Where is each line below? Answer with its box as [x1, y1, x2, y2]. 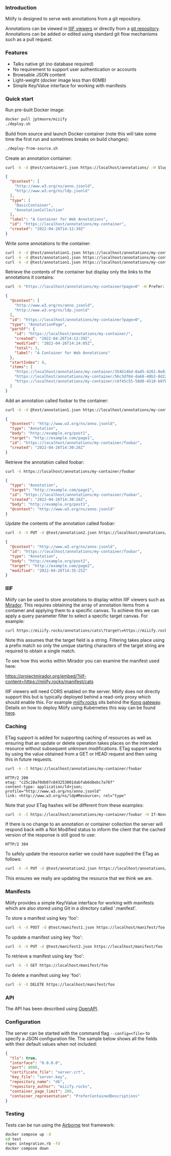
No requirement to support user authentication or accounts [12, 66, 136, 72]
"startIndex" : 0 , [10, 360, 47, 365]
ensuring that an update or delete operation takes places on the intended [5, 740, 159, 746]
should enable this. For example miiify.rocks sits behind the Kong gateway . [5, 699, 162, 706]
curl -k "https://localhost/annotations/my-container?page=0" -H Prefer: [5, 284, 165, 289]
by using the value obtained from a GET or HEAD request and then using [5, 750, 157, 757]
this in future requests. [5, 756, 53, 762]
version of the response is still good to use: [5, 832, 96, 838]
